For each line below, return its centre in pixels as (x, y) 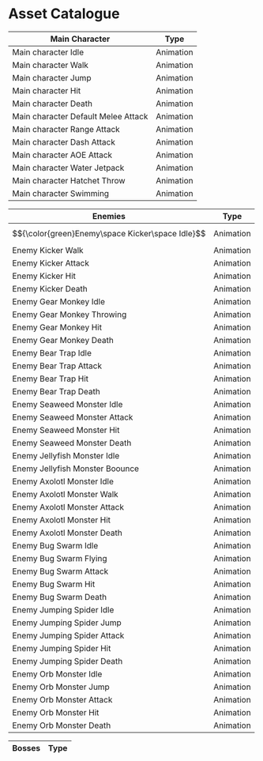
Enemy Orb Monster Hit (56, 712)
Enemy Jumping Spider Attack (68, 635)
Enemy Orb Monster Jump (61, 687)
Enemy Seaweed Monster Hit (66, 430)
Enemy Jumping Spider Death (68, 661)
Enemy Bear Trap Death (56, 391)
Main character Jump (52, 77)
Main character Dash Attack (64, 141)
